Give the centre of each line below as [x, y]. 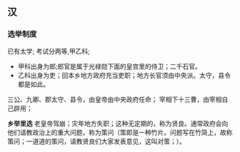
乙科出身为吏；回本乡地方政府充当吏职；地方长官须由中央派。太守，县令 [124, 75]
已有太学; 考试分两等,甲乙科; [49, 51]
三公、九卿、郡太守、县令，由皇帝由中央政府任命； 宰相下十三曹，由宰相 [115, 99]
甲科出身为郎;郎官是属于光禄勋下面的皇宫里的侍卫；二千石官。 [110, 66]
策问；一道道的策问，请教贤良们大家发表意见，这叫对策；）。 [96, 141]
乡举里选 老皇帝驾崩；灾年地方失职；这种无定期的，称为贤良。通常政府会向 [118, 123]
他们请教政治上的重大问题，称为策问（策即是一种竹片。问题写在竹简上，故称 [120, 132]
